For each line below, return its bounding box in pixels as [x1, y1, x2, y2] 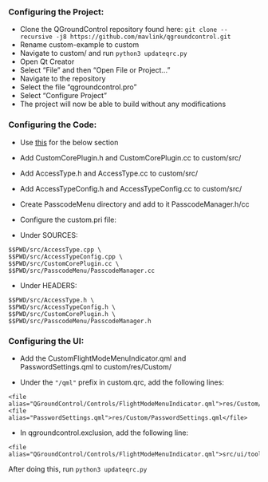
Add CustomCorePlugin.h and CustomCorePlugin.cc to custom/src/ [19, 152, 242, 162]
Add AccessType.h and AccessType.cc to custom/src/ [19, 168, 199, 178]
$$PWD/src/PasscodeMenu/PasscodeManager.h [8, 317, 152, 325]
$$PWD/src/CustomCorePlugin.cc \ [8, 259, 120, 267]
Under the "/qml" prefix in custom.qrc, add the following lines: [19, 377, 225, 387]
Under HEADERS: [19, 280, 77, 290]
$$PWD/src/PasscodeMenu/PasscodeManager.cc [8, 267, 156, 275]
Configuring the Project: [8, 6, 104, 18]
